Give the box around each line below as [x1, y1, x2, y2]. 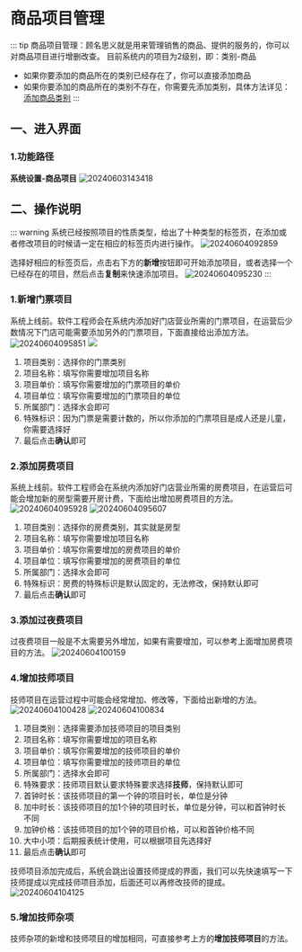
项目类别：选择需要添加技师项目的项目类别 [22, 723, 181, 734]
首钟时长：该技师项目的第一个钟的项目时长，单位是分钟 [22, 790, 228, 801]
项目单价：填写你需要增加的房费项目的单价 [22, 545, 181, 556]
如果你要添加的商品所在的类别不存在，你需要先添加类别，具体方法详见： [22, 81, 290, 92]
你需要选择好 [22, 423, 71, 434]
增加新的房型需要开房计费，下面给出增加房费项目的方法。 [25, 494, 238, 504]
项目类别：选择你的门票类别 [22, 356, 126, 367]
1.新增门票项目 [10, 293, 73, 306]
